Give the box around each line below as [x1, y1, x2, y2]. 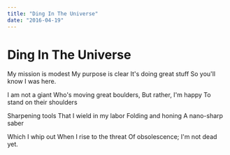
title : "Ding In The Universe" [7, 10, 99, 17]
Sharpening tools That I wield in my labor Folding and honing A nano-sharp [7, 112, 224, 120]
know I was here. [7, 77, 57, 86]
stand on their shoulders [7, 98, 78, 107]
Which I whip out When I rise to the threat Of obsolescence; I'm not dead [7, 133, 217, 141]
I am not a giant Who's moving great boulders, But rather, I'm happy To [7, 91, 211, 99]
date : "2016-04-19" [7, 17, 64, 24]
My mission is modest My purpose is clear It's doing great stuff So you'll [7, 70, 215, 78]
